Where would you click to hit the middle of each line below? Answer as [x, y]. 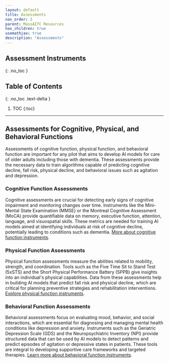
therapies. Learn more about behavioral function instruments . [69, 355]
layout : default [22, 10]
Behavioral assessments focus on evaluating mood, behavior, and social [80, 318]
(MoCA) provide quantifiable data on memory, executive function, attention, [83, 216]
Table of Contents [34, 86]
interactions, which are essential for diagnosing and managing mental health [84, 323]
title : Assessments [26, 15]
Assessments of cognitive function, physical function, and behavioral [77, 149]
